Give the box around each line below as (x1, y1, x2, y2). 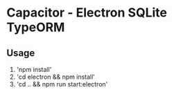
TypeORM (6, 19, 65, 35)
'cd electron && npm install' (16, 73, 95, 81)
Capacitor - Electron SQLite (6, 5, 168, 21)
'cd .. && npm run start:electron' (16, 80, 108, 88)
